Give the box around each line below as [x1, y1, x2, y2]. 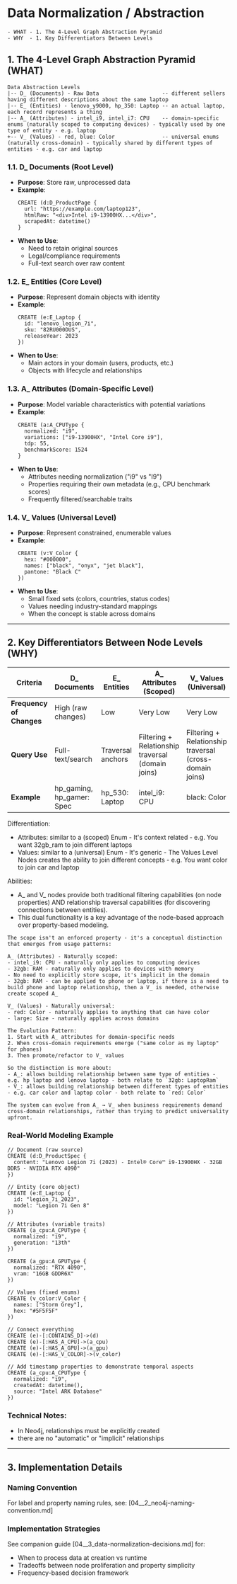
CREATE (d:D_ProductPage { [17, 200, 97, 207]
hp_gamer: [54, 792, 90, 802]
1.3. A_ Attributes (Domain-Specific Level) [7, 384, 154, 394]
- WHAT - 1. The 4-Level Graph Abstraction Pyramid [7, 28, 162, 35]
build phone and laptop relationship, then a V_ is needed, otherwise [7, 984, 219, 991]
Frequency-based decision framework [17, 1568, 129, 1577]
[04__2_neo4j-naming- [128, 1499, 195, 1508]
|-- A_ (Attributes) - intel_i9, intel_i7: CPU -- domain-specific [7, 115, 219, 122]
